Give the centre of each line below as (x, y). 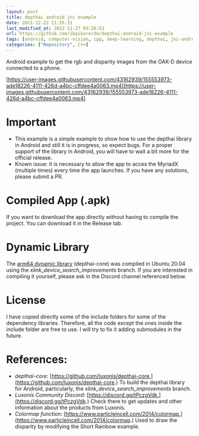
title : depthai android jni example (51, 17)
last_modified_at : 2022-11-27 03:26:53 (55, 28)
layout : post (22, 12)
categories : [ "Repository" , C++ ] (47, 45)
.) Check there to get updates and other (134, 401)
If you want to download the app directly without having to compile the (92, 217)
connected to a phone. (34, 68)
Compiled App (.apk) (58, 201)
